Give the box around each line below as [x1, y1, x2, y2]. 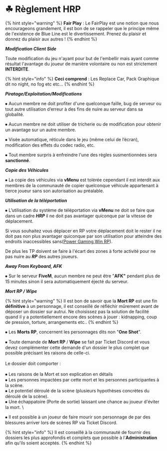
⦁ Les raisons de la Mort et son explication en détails [5, 371, 113, 377]
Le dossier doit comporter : [5, 360, 61, 366]
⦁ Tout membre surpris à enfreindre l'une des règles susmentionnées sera [5, 152, 157, 158]
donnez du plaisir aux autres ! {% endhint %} [5, 36, 97, 42]
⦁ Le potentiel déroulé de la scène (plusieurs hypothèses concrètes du [5, 387, 150, 393]
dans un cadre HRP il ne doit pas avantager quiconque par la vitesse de [5, 213, 153, 219]
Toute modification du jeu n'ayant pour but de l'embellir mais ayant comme [5, 55, 159, 61]
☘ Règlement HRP [5, 4, 81, 15]
